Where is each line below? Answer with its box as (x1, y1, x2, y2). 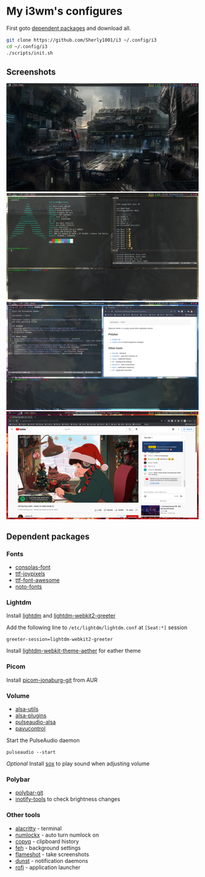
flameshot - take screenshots (15, 850, 90, 858)
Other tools (6, 810, 41, 819)
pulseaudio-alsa (15, 718, 56, 726)
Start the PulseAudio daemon (6, 737, 80, 744)
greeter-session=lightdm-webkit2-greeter (6, 637, 113, 643)
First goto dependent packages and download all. (6, 24, 131, 32)
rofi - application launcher (15, 864, 81, 871)
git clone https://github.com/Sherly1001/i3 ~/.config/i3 (6, 37, 157, 43)
